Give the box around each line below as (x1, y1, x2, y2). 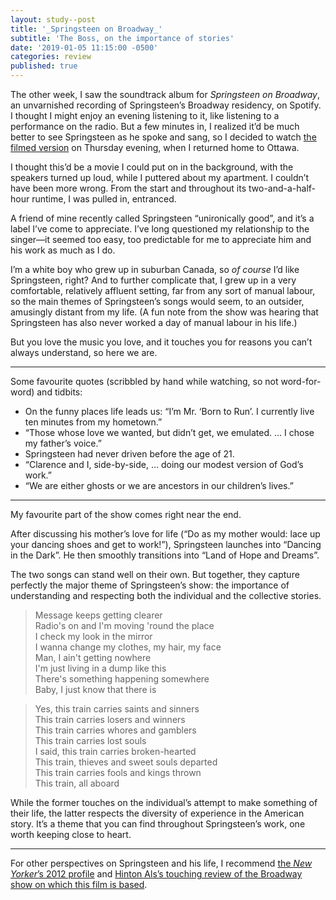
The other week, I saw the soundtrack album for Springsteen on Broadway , (10, 89, 320, 100)
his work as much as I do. (10, 244, 116, 256)
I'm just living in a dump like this (34, 662, 167, 674)
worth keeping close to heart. (10, 829, 132, 840)
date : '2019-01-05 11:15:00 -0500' (10, 42, 159, 53)
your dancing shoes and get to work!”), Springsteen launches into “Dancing (10, 539, 322, 550)
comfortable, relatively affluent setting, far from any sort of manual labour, (10, 285, 316, 296)
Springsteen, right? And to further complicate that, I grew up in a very (10, 274, 297, 286)
